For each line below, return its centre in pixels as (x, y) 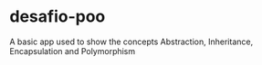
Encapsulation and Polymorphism (73, 51)
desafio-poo (58, 17)
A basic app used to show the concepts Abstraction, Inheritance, (131, 42)
